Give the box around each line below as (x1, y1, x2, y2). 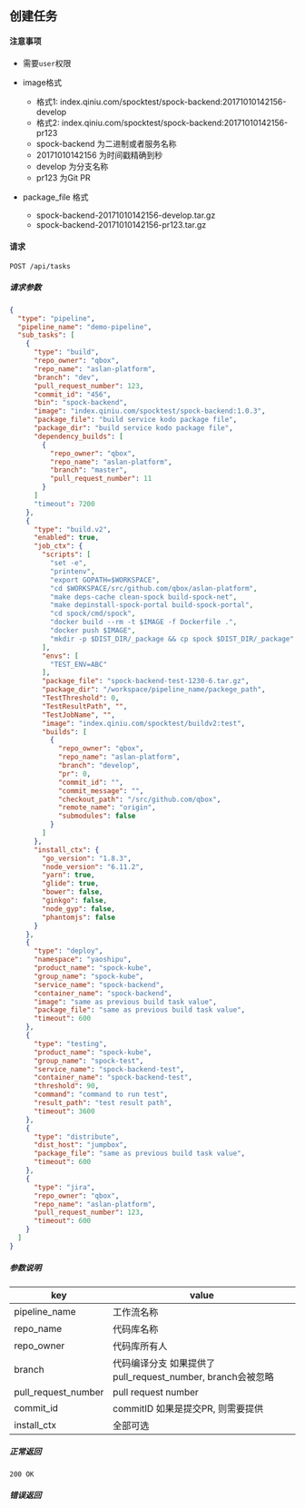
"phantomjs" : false (42, 913, 116, 922)
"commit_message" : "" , (57, 786, 144, 796)
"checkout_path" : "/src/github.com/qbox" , (57, 795, 221, 804)
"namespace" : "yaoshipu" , (33, 955, 132, 965)
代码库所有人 (113, 1339, 168, 1352)
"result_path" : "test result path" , (33, 1099, 172, 1108)
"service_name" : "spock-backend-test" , (33, 1064, 184, 1073)
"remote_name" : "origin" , (57, 803, 156, 812)
